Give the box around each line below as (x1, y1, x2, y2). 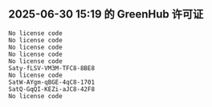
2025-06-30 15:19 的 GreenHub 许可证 (8, 7, 204, 22)
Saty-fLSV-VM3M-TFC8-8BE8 (8, 64, 95, 72)
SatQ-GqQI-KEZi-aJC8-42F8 (8, 85, 95, 93)
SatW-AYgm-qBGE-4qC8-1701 (8, 78, 95, 86)
